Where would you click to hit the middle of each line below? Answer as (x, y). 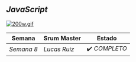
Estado (107, 38)
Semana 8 (24, 49)
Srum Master (62, 38)
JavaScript (27, 10)
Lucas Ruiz (59, 49)
